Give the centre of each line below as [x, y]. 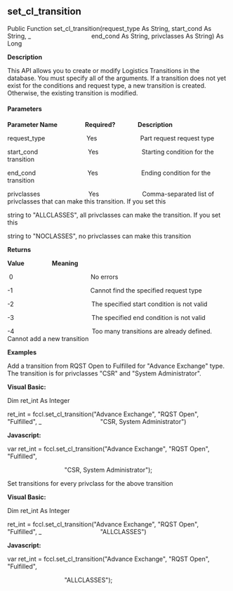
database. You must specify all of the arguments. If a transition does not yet [117, 78]
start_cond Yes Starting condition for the [111, 152]
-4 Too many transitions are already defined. [110, 331]
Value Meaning [43, 263]
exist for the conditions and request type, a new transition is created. [107, 85]
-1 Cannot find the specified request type [105, 291]
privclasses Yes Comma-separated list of [111, 194]
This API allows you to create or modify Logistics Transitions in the [104, 70]
